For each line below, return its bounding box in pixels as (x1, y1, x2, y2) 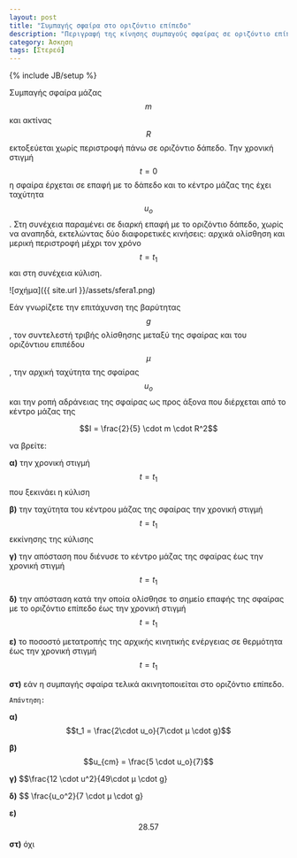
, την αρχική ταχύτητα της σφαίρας (9, 367, 140, 377)
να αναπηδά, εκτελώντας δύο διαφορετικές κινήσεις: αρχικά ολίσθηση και (9, 228, 286, 239)
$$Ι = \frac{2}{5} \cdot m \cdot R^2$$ (79, 422, 218, 434)
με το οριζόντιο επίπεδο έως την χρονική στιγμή (9, 603, 187, 614)
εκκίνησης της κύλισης (9, 534, 95, 545)
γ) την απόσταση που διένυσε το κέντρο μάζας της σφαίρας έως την (9, 551, 263, 562)
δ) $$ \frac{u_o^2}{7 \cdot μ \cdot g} (9, 790, 144, 801)
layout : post (9, 12, 57, 22)
